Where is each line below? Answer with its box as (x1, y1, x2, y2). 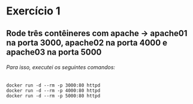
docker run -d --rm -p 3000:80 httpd (6, 82, 101, 88)
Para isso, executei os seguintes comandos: (6, 64, 116, 71)
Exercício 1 (6, 4, 61, 18)
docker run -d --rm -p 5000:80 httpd (6, 93, 101, 99)
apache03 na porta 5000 (6, 47, 102, 57)
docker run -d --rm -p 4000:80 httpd (6, 87, 101, 94)
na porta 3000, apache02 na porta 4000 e (6, 37, 168, 47)
